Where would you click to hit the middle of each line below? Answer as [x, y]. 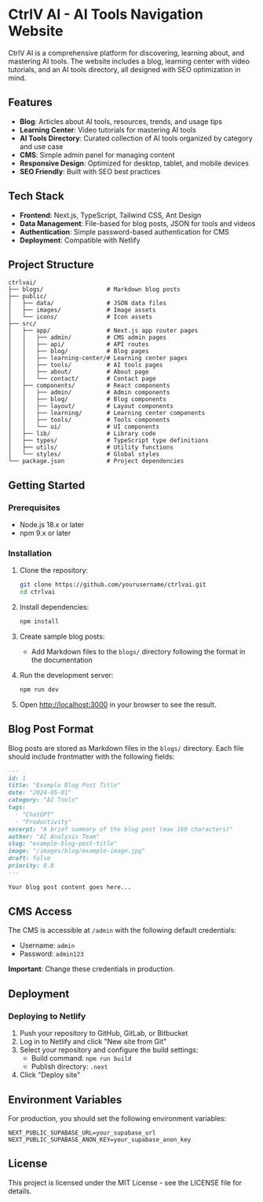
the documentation [62, 660]
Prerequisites [34, 508]
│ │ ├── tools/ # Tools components [89, 420]
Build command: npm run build [81, 1058]
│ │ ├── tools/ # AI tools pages [86, 365]
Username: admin [47, 945]
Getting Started [47, 485]
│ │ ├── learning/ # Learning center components [107, 413]
